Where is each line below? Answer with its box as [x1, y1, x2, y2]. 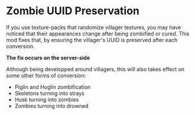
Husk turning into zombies [14, 96, 79, 103]
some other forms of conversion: [6, 72, 86, 79]
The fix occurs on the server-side [6, 54, 90, 61]
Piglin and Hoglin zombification [14, 83, 91, 90]
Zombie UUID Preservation [6, 4, 140, 18]
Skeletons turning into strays [14, 90, 84, 97]
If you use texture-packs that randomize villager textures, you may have [6, 24, 181, 31]
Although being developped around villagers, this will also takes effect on [6, 65, 185, 72]
